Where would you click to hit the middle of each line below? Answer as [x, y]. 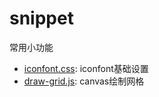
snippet [41, 18]
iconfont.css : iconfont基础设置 [86, 68]
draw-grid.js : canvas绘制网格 [84, 81]
